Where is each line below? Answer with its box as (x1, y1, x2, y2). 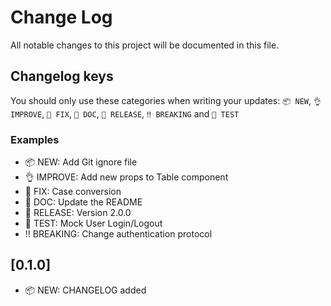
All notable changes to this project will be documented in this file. (10, 39, 280, 51)
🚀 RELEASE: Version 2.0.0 (24, 207, 132, 219)
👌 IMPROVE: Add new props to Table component (24, 171, 229, 183)
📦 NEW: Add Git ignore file (24, 156, 138, 168)
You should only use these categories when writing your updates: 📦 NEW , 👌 (10, 94, 322, 106)
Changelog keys (10, 68, 114, 85)
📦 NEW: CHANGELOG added (24, 284, 147, 296)
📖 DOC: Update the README (24, 196, 143, 208)
